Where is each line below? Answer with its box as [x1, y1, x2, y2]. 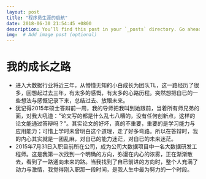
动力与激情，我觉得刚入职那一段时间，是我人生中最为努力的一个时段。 [15, 166, 193, 173]
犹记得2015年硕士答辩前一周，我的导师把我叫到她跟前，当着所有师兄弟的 [15, 105, 200, 112]
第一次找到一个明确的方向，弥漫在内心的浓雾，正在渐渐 [47, 151, 188, 158]
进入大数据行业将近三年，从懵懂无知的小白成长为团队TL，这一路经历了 [15, 82, 194, 89]
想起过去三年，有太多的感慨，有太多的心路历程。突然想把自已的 [31, 89, 193, 97]
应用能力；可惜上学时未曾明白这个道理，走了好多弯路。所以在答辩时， [15, 128, 193, 135]
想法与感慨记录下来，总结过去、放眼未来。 [20, 97, 129, 104]
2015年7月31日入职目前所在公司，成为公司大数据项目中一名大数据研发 [15, 143, 192, 150]
